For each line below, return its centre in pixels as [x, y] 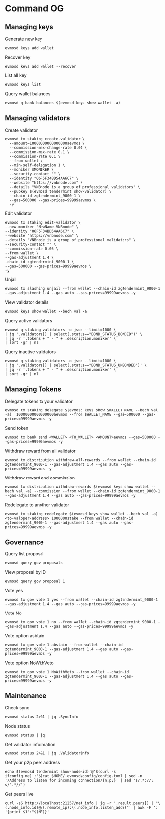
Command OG [35, 9]
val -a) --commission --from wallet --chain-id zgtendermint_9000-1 [88, 491]
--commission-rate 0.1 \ [35, 156]
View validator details [27, 302]
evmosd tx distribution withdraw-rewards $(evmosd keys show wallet [77, 487]
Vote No [13, 613]
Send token [17, 428]
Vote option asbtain [25, 636]
